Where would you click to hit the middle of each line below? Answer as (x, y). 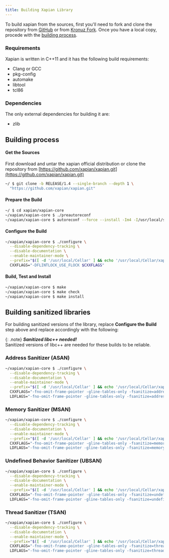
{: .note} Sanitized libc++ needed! (41, 339)
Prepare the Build (24, 200)
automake (23, 79)
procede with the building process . (41, 35)
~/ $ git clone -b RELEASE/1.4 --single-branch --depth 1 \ (70, 184)
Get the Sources (23, 153)
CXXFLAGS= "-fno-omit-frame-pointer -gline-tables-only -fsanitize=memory (89, 443)
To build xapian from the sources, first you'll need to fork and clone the (79, 24)
